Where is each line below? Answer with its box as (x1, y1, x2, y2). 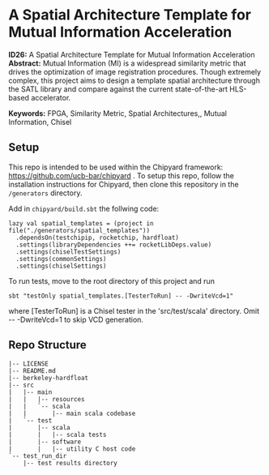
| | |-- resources (8, 395, 85, 403)
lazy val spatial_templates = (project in (8, 219, 154, 228)
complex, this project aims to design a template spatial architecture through (8, 75, 261, 85)
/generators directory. (8, 188, 83, 198)
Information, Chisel (8, 117, 72, 126)
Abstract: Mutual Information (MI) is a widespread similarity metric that (8, 58, 246, 68)
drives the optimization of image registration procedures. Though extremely (8, 66, 262, 76)
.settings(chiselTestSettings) (15, 247, 122, 256)
